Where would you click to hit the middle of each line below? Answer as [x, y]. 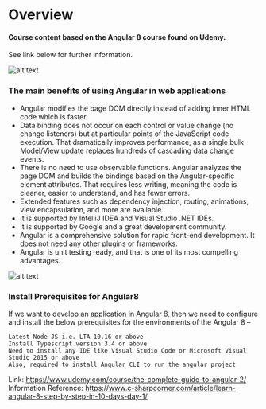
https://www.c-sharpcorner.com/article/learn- [160, 388]
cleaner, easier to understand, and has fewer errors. [105, 193]
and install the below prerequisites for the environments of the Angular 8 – [129, 322]
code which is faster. [54, 116]
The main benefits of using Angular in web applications [117, 91]
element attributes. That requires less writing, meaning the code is [128, 184]
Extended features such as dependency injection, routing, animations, [134, 201]
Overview [41, 15]
